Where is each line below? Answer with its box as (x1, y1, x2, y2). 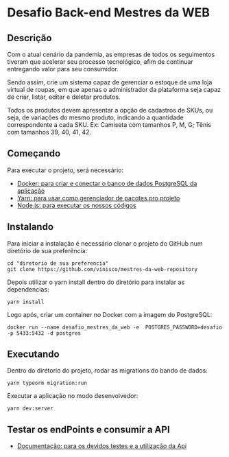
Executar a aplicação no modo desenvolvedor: (7, 392, 138, 400)
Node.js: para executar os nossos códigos (16, 201, 136, 209)
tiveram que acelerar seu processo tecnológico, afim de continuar (7, 58, 193, 66)
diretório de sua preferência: (7, 246, 88, 255)
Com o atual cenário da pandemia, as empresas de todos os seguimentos (7, 50, 215, 58)
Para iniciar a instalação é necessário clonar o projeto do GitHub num (7, 239, 203, 248)
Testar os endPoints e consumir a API (7, 423, 170, 435)
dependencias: (7, 285, 49, 293)
